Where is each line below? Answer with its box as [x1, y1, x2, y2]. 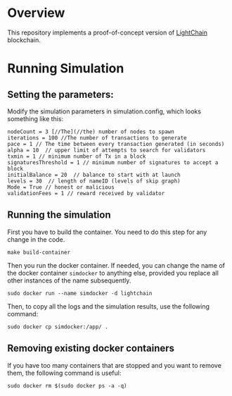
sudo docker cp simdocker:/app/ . [7, 323, 109, 330]
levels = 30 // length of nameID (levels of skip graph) [7, 178, 181, 185]
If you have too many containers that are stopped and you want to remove [7, 361, 221, 369]
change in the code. [7, 235, 65, 244]
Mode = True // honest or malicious [7, 183, 115, 191]
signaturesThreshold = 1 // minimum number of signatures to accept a [7, 159, 219, 166]
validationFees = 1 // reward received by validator [7, 190, 165, 197]
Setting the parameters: [7, 88, 114, 100]
